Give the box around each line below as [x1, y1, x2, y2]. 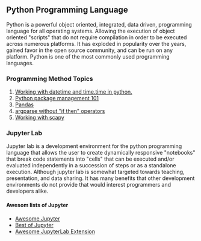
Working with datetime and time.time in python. [14, 88, 132, 95]
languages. [6, 59, 34, 66]
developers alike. [6, 187, 49, 195]
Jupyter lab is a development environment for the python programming [6, 143, 182, 150]
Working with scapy [14, 114, 64, 121]
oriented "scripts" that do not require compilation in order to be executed [6, 33, 187, 41]
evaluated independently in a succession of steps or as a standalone [6, 162, 176, 169]
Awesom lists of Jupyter [6, 202, 69, 208]
